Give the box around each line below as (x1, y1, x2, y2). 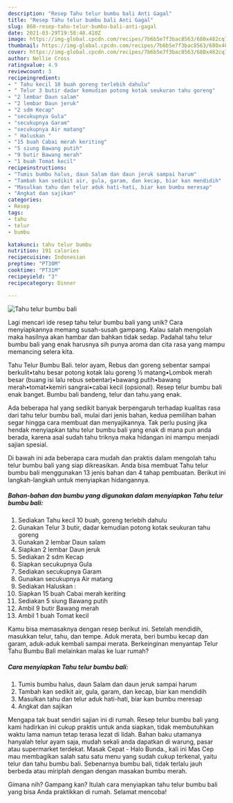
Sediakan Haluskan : (17, 582, 77, 591)
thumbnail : (8, 42, 39, 49)
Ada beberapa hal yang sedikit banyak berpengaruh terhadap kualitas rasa (8, 404, 221, 412)
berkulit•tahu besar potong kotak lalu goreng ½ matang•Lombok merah (8, 368, 212, 377)
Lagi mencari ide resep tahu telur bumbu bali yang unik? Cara (8, 318, 183, 326)
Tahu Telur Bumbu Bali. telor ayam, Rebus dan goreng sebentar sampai (8, 361, 210, 369)
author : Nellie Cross (8, 55, 71, 62)
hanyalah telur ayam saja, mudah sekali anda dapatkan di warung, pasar (8, 737, 214, 746)
